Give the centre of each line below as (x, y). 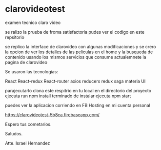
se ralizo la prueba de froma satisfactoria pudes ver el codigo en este (75, 32)
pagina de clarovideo (26, 62)
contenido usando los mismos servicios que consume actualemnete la (76, 57)
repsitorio (15, 37)
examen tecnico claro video (33, 22)
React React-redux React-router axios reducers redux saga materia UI (75, 81)
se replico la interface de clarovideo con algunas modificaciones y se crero (80, 46)
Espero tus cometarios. (29, 124)
